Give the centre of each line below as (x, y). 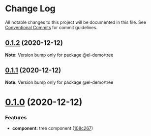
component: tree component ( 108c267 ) (53, 128)
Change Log (30, 9)
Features (16, 117)
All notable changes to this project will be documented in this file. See (76, 22)
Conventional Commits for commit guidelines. (51, 27)
